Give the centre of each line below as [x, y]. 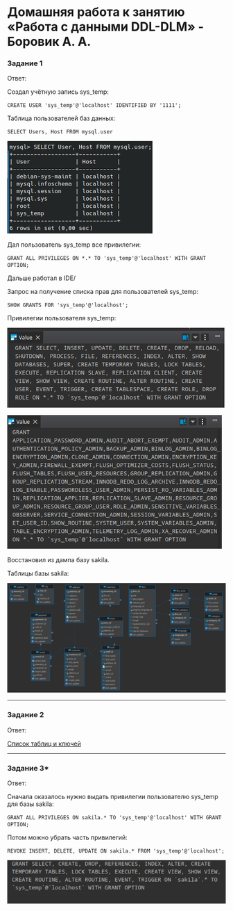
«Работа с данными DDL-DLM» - [106, 27]
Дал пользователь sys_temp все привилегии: [74, 245]
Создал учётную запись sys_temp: [58, 92]
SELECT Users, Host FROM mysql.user [60, 132]
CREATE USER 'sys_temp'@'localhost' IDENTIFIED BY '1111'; [94, 106]
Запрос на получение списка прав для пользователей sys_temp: [103, 292]
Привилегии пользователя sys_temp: [62, 318]
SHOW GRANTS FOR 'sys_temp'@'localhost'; [68, 305]
